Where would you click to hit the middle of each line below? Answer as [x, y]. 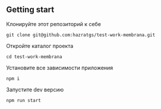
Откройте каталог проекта [40, 46]
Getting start [30, 10]
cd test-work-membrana [34, 57]
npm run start [24, 100]
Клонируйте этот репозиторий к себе [53, 24]
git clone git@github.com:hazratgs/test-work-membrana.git [81, 35]
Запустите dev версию [35, 89]
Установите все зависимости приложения [60, 68]
